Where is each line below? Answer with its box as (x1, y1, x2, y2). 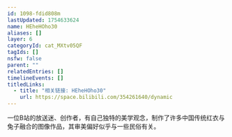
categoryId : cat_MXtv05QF (7, 42, 82, 49)
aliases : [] (7, 29, 42, 37)
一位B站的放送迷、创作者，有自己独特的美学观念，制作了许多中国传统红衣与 (7, 113, 225, 122)
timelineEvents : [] (7, 74, 64, 82)
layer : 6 (7, 36, 33, 43)
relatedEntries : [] (7, 68, 64, 75)
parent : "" (7, 62, 39, 68)
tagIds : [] (7, 49, 39, 56)
